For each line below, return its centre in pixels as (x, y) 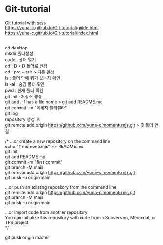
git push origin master (27, 237)
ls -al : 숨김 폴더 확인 (25, 84)
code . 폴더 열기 (20, 59)
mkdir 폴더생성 (19, 53)
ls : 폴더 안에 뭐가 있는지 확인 (33, 78)
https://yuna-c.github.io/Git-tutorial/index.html (52, 33)
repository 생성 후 (22, 119)
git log (11, 113)
